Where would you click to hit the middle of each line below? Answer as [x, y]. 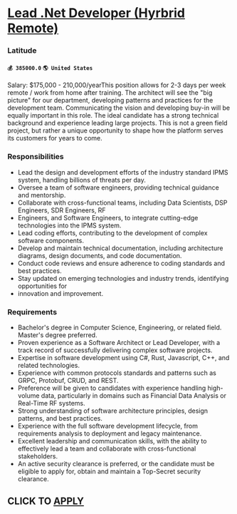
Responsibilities [36, 157]
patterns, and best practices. [60, 418]
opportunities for [42, 286]
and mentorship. [42, 195]
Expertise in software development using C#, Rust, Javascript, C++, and [123, 357]
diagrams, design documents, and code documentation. [100, 255]
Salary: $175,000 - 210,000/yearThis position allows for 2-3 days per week [117, 85]
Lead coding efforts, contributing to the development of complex [112, 232]
